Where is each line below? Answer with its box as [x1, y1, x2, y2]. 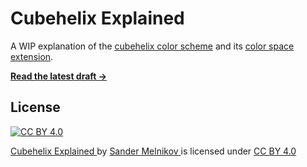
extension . [10, 50, 54, 62]
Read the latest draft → [10, 70, 108, 82]
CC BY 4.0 [253, 145, 297, 157]
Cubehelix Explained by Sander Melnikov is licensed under [10, 145, 252, 157]
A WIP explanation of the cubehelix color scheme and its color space [10, 40, 295, 52]
